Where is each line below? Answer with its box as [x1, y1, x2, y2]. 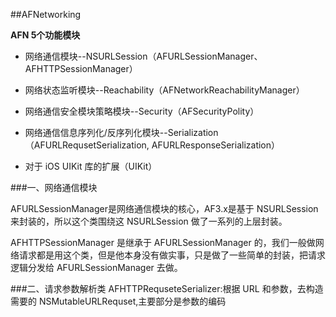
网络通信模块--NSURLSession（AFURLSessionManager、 [24, 50, 263, 62]
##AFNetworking [10, 9, 82, 20]
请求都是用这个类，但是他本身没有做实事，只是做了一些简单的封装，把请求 [18, 249, 326, 261]
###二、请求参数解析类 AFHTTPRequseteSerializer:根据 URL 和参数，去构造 [10, 283, 324, 294]
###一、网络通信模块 [10, 182, 98, 193]
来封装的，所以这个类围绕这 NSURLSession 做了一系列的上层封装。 [10, 215, 288, 227]
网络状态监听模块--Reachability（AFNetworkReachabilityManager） [24, 84, 305, 96]
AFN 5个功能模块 [10, 29, 81, 41]
